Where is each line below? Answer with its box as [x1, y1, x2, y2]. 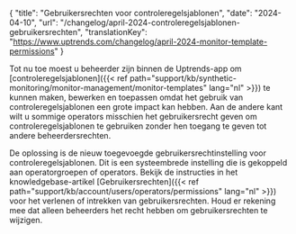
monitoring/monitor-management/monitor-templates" [9, 83, 208, 93]
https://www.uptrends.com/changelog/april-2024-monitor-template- [13, 36, 268, 47]
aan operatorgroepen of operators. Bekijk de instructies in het [9, 166, 238, 177]
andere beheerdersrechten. [9, 130, 112, 140]
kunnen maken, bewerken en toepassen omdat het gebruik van [9, 92, 244, 103]
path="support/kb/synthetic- [129, 73, 237, 84]
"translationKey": [85, 27, 148, 37]
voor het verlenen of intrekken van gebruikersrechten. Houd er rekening [9, 195, 276, 206]
